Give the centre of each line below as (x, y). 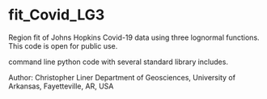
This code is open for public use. (63, 45)
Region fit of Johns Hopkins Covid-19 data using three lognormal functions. (134, 37)
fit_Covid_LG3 (57, 15)
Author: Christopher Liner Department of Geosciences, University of (122, 77)
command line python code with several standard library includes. (119, 62)
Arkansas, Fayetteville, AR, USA (61, 86)
